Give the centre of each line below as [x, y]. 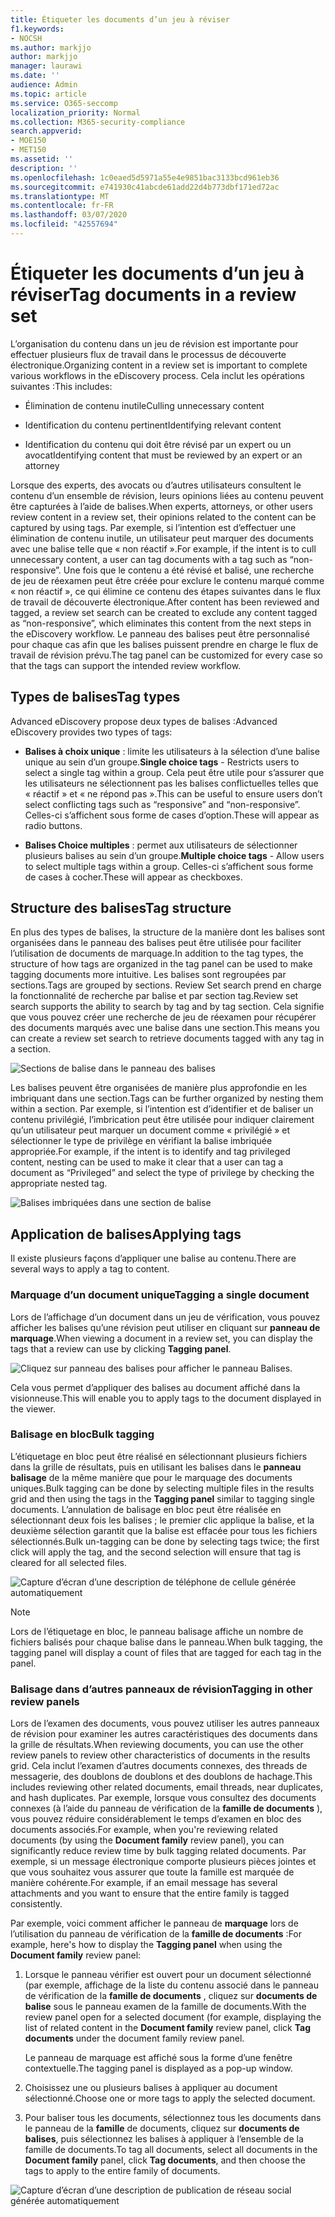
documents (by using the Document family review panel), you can [147, 1840]
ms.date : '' [35, 76]
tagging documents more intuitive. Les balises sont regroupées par [148, 975]
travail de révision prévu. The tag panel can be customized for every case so [166, 655]
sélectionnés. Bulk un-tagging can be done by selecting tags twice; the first [165, 1541]
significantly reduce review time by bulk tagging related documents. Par [158, 1851]
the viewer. [33, 1408]
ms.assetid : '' [42, 159]
